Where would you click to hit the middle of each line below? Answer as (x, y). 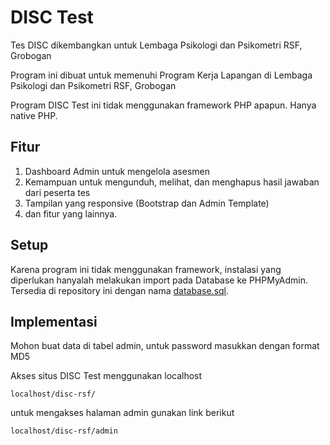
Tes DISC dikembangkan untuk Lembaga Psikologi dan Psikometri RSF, (156, 45)
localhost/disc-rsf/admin (64, 431)
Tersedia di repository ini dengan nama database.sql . (120, 290)
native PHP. (34, 115)
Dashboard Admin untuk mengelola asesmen (117, 171)
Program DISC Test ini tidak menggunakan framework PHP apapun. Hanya (163, 105)
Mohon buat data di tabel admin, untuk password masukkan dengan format (165, 346)
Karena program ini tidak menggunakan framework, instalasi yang (146, 269)
